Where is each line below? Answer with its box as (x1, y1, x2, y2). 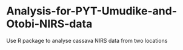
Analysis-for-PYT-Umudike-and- (6, 4, 178, 18)
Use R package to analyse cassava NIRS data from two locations (6, 37, 168, 44)
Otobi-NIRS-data (6, 17, 93, 31)
